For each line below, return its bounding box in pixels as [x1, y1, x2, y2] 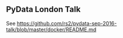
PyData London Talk [6, 5, 81, 14]
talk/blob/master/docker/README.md [6, 26, 97, 33]
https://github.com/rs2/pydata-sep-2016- [16, 20, 117, 26]
